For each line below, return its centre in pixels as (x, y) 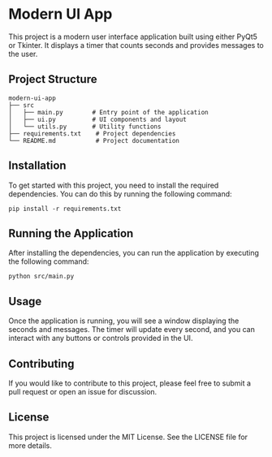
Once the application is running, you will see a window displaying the (124, 321)
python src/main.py (41, 277)
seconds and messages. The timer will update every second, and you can (132, 330)
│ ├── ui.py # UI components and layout (97, 119)
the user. (23, 54)
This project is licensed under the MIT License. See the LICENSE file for (128, 437)
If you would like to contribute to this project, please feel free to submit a (130, 383)
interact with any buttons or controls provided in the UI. (101, 338)
